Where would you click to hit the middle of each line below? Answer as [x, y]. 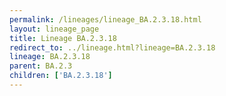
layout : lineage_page [54, 29]
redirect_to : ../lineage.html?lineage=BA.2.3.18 [112, 47]
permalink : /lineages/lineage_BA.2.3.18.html [105, 19]
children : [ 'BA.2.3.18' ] [61, 76]
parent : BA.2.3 [41, 66]
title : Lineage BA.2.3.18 [63, 38]
